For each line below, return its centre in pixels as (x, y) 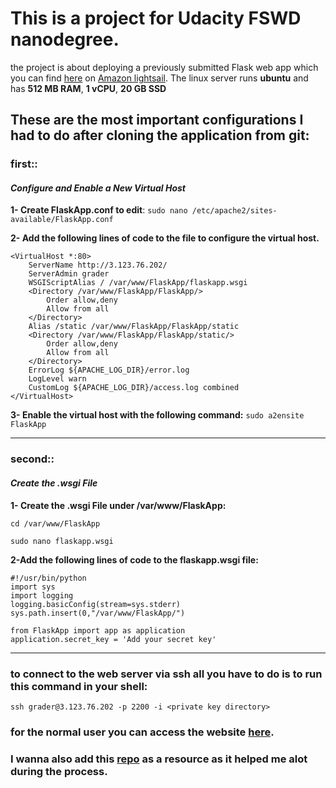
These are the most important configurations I (157, 120)
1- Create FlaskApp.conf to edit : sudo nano (99, 210)
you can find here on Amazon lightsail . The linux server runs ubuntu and (159, 78)
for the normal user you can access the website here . (142, 732)
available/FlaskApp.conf (62, 220)
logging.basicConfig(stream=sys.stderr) (96, 604)
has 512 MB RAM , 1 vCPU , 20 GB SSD (88, 88)
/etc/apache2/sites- (234, 211)
